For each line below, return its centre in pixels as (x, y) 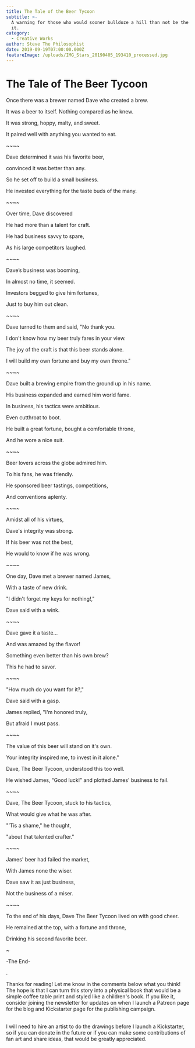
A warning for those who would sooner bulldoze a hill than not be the (100, 22)
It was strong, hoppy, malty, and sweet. (53, 123)
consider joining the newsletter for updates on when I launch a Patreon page (98, 1002)
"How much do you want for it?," (45, 689)
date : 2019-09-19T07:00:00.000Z (45, 50)
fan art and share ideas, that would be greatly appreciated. (76, 1039)
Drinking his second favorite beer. (47, 939)
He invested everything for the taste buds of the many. (71, 191)
